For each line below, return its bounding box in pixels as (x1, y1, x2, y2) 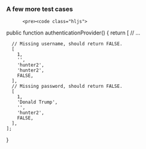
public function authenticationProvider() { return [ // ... (6, 29, 141, 36)
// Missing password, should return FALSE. (11, 84, 122, 90)
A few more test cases (6, 5, 74, 13)
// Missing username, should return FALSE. (11, 41, 122, 47)
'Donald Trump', (17, 99, 59, 105)
